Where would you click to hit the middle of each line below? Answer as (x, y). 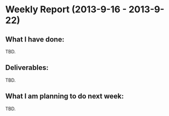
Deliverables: (27, 68)
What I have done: (35, 39)
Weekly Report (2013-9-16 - (66, 9)
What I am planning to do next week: (65, 96)
